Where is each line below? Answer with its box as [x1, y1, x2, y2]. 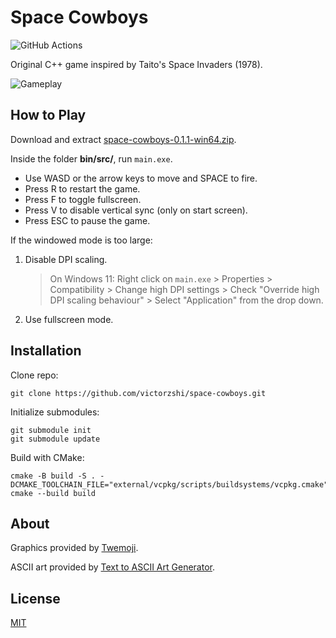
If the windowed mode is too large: [10, 234, 153, 246]
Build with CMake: [10, 451, 85, 463]
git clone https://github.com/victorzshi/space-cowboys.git [10, 388, 267, 398]
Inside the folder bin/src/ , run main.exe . [10, 152, 173, 165]
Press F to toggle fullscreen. [24, 193, 142, 205]
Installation [10, 342, 82, 360]
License [10, 590, 61, 607]
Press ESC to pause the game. [24, 214, 151, 226]
